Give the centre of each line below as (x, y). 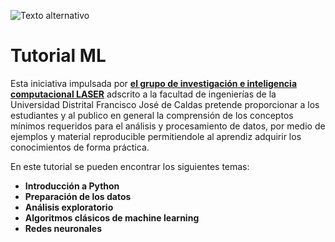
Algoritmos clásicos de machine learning (112, 217)
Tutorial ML (58, 56)
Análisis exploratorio (69, 207)
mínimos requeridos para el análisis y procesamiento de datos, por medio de (168, 126)
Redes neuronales (63, 228)
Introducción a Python (72, 186)
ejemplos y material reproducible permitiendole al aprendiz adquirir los (156, 136)
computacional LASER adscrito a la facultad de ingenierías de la (143, 94)
